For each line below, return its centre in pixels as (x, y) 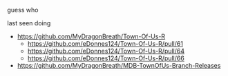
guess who (23, 10)
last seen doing (29, 23)
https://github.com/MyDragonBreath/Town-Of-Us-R (91, 36)
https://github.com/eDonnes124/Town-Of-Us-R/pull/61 (105, 43)
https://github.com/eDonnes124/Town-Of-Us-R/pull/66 (106, 58)
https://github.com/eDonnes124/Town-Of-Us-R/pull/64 (106, 51)
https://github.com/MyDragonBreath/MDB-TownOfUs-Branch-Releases (119, 65)
